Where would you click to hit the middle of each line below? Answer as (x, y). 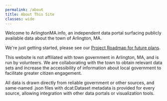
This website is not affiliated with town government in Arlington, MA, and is (82, 57)
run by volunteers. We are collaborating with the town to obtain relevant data (84, 63)
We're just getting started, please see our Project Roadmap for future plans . (83, 48)
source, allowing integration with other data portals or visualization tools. (80, 93)
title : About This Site (30, 14)
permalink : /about (24, 10)
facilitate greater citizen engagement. (44, 73)
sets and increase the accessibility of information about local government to (83, 68)
